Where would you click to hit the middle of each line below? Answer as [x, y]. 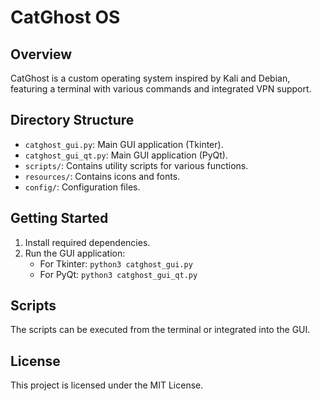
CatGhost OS [65, 17]
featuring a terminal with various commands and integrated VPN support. [161, 89]
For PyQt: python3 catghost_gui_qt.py [118, 274]
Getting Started [59, 218]
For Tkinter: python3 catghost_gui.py [116, 263]
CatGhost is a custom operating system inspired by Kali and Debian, [150, 78]
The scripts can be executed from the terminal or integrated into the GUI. [160, 330]
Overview [41, 54]
